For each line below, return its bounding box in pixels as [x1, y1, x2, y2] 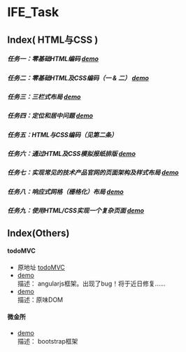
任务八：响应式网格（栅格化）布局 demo [7, 187, 124, 196]
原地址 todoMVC [17, 263, 65, 272]
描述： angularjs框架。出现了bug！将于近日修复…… [17, 279, 166, 288]
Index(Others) [7, 227, 70, 239]
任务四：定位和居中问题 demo [7, 111, 93, 120]
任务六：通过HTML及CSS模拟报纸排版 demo [7, 150, 136, 158]
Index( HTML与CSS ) [7, 34, 99, 45]
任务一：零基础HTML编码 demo [7, 55, 99, 63]
